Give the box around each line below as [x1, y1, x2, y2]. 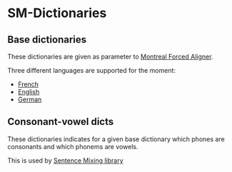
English [17, 88, 40, 96]
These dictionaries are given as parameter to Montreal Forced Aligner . [7, 52, 213, 61]
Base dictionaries [7, 34, 87, 46]
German [17, 95, 42, 103]
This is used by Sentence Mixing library [7, 156, 123, 165]
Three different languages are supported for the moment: [7, 66, 176, 74]
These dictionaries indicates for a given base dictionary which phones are [7, 134, 225, 143]
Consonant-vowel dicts [7, 116, 114, 128]
